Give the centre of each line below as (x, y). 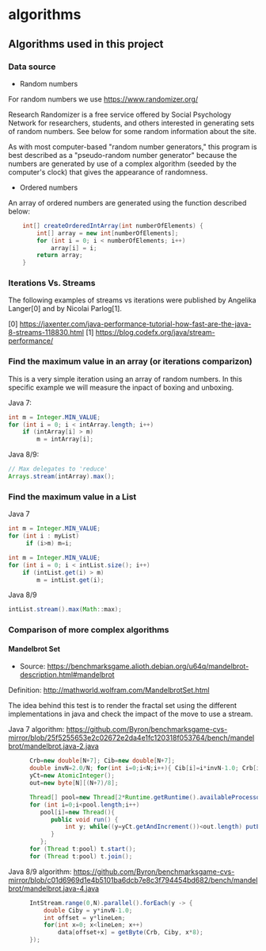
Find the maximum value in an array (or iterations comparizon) (131, 361)
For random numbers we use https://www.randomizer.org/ (103, 99)
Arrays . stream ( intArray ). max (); (61, 477)
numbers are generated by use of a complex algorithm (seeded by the (123, 164)
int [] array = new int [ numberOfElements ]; (108, 233)
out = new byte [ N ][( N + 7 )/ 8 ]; (74, 784)
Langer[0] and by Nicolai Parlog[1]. (65, 309)
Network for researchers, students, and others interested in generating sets (131, 123)
